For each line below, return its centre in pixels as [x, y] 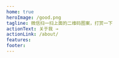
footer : [16, 46]
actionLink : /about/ [33, 34]
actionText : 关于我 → [32, 29]
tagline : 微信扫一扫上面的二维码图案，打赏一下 [60, 23]
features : [19, 40]
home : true [20, 12]
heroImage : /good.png [34, 18]
